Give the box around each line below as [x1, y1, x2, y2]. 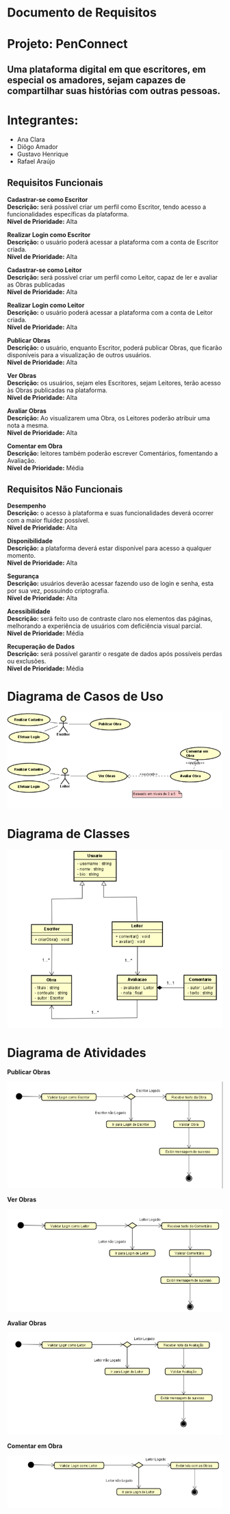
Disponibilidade [7, 537, 53, 545]
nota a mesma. [7, 421, 49, 429]
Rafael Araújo [16, 157, 55, 166]
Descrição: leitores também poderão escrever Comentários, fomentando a [7, 449, 218, 457]
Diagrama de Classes [7, 826, 130, 842]
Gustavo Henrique [16, 150, 68, 158]
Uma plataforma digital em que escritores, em [7, 63, 207, 75]
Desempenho [7, 501, 47, 510]
